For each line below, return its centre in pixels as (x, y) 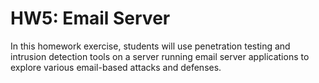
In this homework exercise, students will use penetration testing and (150, 46)
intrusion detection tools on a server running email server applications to (160, 56)
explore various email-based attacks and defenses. (116, 67)
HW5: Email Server (90, 18)
